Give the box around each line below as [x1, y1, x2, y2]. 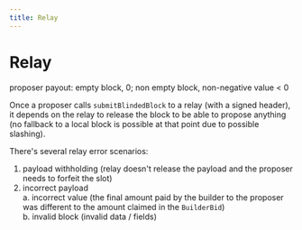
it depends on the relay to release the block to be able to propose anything [9, 109, 287, 120]
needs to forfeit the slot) [22, 172, 113, 183]
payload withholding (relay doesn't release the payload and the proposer [22, 163, 293, 174]
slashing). [9, 128, 46, 139]
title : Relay [9, 13, 59, 23]
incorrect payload [22, 182, 88, 193]
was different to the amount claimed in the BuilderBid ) [22, 201, 225, 212]
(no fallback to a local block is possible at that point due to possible [9, 118, 260, 129]
